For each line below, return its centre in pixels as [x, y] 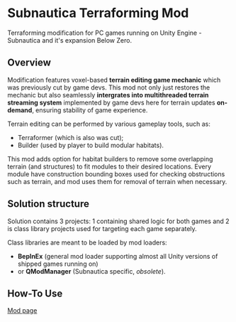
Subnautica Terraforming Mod [98, 13]
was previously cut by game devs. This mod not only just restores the [109, 87]
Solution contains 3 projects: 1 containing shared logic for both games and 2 [118, 221]
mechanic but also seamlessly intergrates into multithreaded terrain [108, 95]
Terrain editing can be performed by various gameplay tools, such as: [109, 124]
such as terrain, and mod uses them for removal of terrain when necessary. [117, 181]
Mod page [22, 311]
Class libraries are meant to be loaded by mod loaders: [88, 242]
